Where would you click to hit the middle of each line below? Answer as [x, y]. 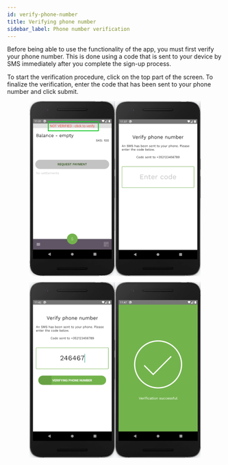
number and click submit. [43, 92]
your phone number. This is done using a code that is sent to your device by [114, 57]
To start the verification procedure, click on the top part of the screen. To [110, 77]
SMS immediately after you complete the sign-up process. [89, 64]
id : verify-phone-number [42, 14]
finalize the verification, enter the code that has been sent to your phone [109, 84]
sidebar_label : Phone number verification [68, 29]
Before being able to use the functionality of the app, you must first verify [111, 49]
